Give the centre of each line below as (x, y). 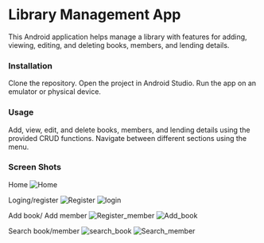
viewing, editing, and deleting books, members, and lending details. (119, 45)
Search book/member (44, 231)
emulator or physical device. (55, 92)
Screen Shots (35, 167)
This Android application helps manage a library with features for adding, (128, 37)
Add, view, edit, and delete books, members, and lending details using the (129, 130)
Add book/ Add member (48, 215)
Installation (31, 65)
